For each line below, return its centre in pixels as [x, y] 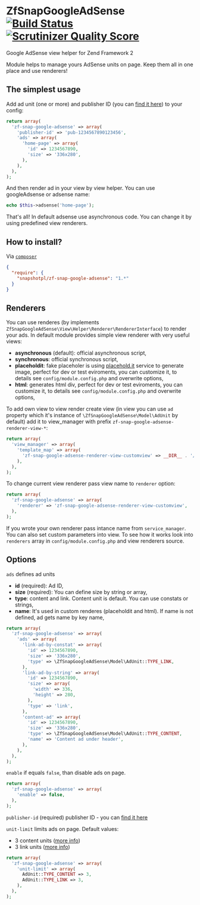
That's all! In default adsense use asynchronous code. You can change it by [99, 217]
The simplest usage [43, 90]
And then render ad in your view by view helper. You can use [81, 188]
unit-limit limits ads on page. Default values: [62, 829]
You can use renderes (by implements [53, 322]
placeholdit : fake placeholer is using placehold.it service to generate [99, 366]
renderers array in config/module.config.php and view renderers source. [95, 541]
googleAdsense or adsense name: [48, 195]
